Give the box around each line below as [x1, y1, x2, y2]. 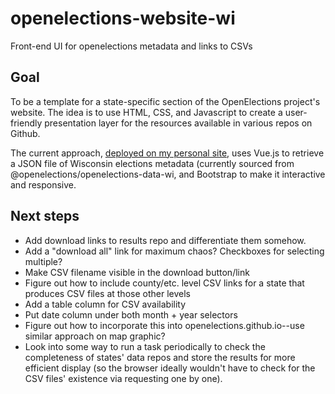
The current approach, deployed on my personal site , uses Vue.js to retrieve [10, 147, 325, 159]
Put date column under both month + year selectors [24, 308, 238, 321]
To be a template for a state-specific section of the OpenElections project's [10, 95, 321, 107]
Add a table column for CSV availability [24, 298, 187, 310]
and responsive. [10, 178, 77, 191]
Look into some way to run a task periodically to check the [24, 340, 266, 352]
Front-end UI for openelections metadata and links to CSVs [10, 40, 253, 52]
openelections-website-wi [10, 7, 236, 30]
